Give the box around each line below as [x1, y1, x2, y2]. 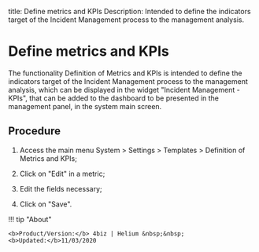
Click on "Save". [19, 199, 72, 209]
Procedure [8, 125, 61, 138]
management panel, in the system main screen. [8, 101, 162, 111]
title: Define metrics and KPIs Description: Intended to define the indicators [8, 7, 251, 16]
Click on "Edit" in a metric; [19, 169, 105, 178]
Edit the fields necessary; [19, 184, 102, 193]
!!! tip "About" [8, 214, 52, 224]
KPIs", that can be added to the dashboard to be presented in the [8, 93, 219, 103]
